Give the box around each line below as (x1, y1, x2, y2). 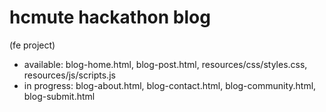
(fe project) (9, 39, 56, 51)
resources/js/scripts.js (23, 69, 116, 81)
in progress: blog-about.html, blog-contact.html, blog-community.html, (23, 79, 317, 91)
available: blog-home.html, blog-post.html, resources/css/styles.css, (23, 58, 308, 70)
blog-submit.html (23, 90, 96, 102)
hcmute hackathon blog (9, 6, 211, 29)
